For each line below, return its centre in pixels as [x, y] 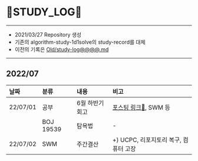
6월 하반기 [90, 103]
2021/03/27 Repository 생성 [48, 34]
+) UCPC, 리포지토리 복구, [147, 140]
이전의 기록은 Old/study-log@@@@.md [62, 49]
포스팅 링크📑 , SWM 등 [141, 107]
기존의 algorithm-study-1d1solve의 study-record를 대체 [80, 42]
